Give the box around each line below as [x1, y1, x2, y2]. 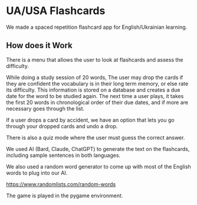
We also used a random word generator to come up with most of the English [6, 163, 192, 170]
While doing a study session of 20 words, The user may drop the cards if [6, 73, 183, 80]
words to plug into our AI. [6, 169, 68, 176]
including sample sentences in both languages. [6, 152, 121, 159]
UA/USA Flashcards [6, 4, 106, 18]
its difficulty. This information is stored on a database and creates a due [6, 86, 180, 93]
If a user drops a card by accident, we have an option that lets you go [6, 116, 175, 123]
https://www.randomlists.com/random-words [6, 180, 116, 187]
